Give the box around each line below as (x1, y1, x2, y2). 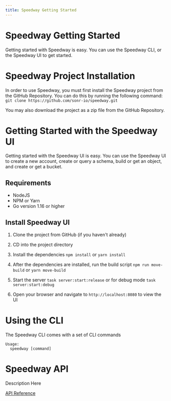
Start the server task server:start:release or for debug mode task (12, 277, 156, 283)
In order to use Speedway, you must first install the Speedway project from (5, 87, 163, 93)
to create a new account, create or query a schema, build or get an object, (5, 158, 162, 164)
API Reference (5, 390, 36, 396)
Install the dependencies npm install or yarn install (12, 252, 126, 258)
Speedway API (5, 363, 69, 375)
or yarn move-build (25, 267, 66, 273)
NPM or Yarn (12, 198, 40, 204)
